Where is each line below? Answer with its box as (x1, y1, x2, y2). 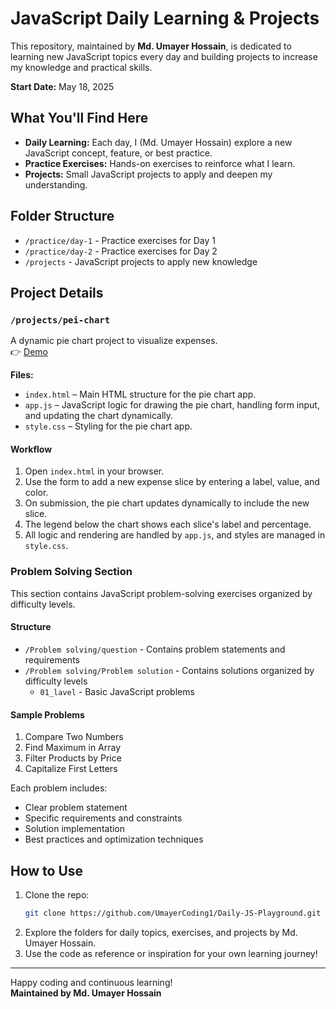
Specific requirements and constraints (24, 812, 183, 824)
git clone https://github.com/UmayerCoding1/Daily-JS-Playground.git (24, 908, 322, 918)
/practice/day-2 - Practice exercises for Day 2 (24, 245, 218, 257)
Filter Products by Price (24, 752, 122, 764)
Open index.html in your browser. (24, 465, 165, 477)
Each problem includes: (10, 782, 108, 794)
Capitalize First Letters (24, 763, 118, 775)
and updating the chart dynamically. (24, 410, 174, 422)
